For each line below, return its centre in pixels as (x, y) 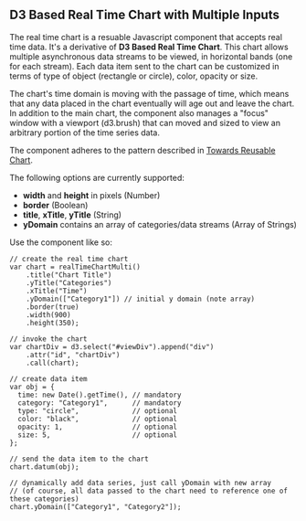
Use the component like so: (61, 242)
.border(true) (53, 307)
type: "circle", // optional (98, 410)
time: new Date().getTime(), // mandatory (100, 395)
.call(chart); (53, 363)
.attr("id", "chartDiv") (73, 355)
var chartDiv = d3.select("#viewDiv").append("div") (112, 346)
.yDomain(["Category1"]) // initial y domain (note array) (141, 299)
